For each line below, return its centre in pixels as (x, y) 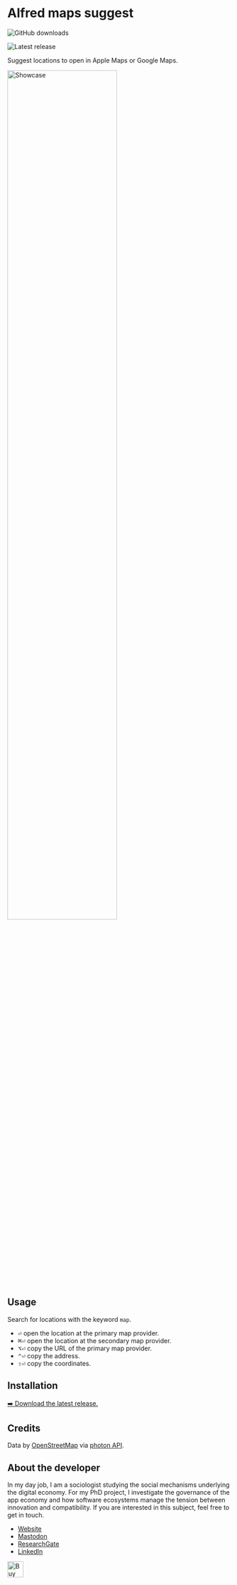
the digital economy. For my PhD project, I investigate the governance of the (118, 1493)
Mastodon (32, 1537)
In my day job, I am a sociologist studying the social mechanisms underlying (118, 1485)
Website (30, 1529)
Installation (33, 1386)
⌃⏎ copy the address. (49, 1355)
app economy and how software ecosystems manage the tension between (116, 1500)
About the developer (54, 1467)
